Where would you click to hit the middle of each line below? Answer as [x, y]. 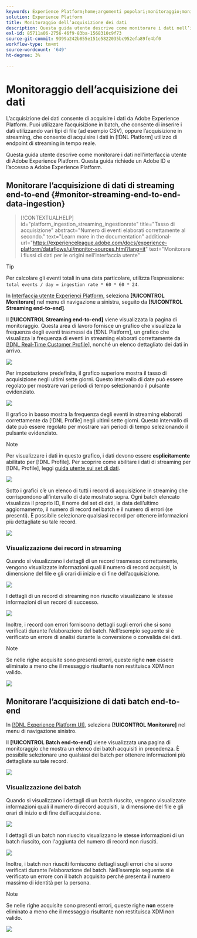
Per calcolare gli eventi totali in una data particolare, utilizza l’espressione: [95, 278]
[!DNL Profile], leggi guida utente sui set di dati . [63, 468]
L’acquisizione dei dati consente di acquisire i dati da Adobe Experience [93, 118]
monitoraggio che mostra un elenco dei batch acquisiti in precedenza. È [93, 749]
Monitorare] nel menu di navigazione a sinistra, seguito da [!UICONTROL [94, 302]
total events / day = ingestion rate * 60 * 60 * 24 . [72, 284]
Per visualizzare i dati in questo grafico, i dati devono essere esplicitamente [98, 456]
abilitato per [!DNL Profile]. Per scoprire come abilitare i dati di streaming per [98, 462]
